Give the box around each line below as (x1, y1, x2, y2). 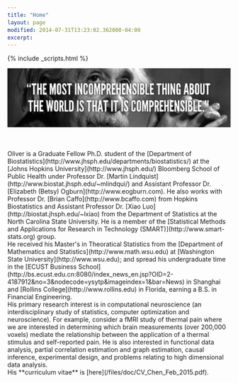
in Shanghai (186, 277, 221, 286)
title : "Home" (7, 11, 50, 18)
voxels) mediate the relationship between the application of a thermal (7, 330, 210, 338)
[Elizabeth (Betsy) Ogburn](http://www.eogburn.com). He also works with (7, 187, 223, 195)
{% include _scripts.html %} (7, 54, 89, 63)
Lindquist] (129, 172, 159, 180)
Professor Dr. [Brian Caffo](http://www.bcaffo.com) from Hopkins (7, 194, 198, 203)
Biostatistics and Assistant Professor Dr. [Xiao (7, 202, 142, 211)
